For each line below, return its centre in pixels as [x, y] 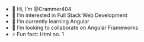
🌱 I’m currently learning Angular [51, 21]
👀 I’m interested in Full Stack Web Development [69, 15]
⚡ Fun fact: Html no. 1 [38, 34]
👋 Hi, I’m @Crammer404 [41, 9]
